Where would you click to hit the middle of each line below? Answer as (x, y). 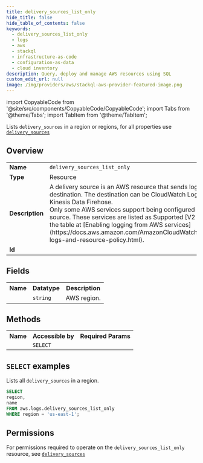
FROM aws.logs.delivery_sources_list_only (60, 409)
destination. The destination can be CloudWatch (118, 194)
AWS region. (83, 298)
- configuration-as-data (43, 62)
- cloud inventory (35, 68)
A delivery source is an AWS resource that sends (118, 187)
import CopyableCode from (40, 102)
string (42, 298)
